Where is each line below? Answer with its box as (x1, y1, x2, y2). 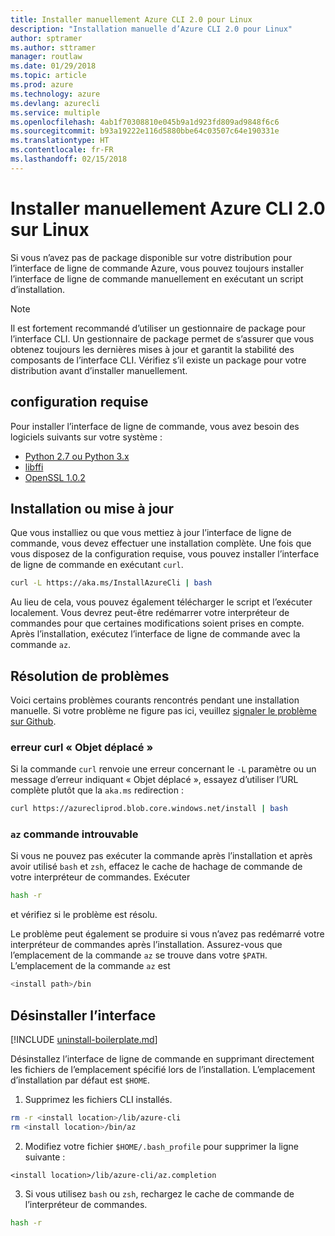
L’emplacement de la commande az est (10, 960, 171, 972)
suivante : (24, 1151, 66, 1163)
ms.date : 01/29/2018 (10, 61, 97, 71)
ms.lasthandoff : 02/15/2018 (10, 154, 128, 164)
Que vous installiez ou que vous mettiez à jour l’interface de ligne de (10, 527, 292, 539)
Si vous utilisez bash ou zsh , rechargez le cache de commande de (24, 1187, 295, 1200)
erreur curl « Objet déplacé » (10, 740, 154, 754)
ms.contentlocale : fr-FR (10, 145, 114, 155)
